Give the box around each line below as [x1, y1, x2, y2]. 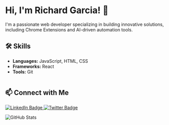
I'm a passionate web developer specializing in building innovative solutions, [5, 21, 164, 27]
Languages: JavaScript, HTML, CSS [12, 58, 88, 64]
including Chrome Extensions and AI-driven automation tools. [5, 26, 133, 32]
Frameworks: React [12, 63, 54, 69]
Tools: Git [12, 68, 33, 75]
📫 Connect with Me [5, 89, 69, 97]
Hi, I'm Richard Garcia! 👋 [5, 5, 109, 16]
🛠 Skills [5, 42, 31, 51]
